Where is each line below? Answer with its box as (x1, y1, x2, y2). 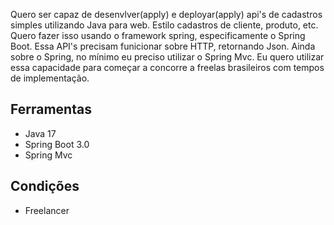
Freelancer (24, 204, 70, 216)
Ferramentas (10, 101, 92, 118)
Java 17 (24, 127, 57, 139)
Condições (10, 178, 80, 195)
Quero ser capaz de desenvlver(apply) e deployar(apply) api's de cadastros (10, 9, 323, 20)
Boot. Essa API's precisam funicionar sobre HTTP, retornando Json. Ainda (10, 40, 316, 52)
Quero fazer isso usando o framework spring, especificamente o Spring (10, 30, 306, 41)
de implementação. (10, 72, 90, 84)
